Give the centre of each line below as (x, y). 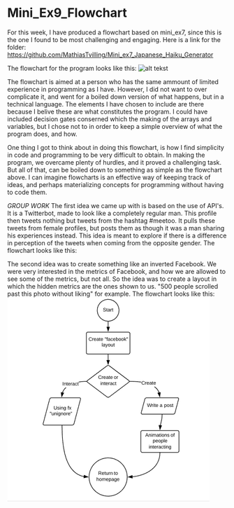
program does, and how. (42, 134)
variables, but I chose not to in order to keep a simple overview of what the (115, 126)
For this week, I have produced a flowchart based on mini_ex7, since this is (115, 32)
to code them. (27, 192)
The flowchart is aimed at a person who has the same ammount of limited (113, 81)
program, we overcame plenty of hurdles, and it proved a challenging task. (115, 162)
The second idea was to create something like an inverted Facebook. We (112, 263)
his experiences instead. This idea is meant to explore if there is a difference (117, 235)
